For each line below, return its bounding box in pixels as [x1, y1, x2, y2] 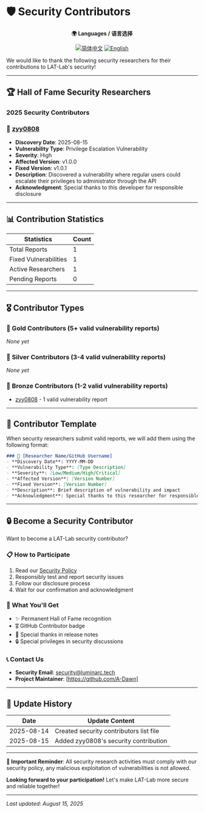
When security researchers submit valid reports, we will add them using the [6, 435, 195, 442]
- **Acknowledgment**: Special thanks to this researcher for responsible [6, 493, 200, 499]
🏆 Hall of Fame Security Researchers [6, 87, 151, 98]
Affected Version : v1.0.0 [15, 158, 77, 165]
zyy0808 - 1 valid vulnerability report [15, 396, 107, 403]
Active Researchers [9, 265, 66, 274]
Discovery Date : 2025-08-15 [15, 138, 88, 146]
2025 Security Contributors [6, 109, 90, 117]
